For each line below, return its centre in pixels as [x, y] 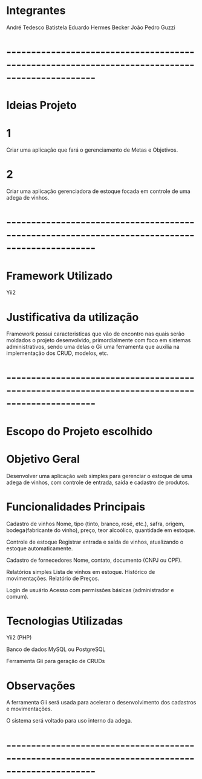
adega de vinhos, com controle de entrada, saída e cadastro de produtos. [98, 482]
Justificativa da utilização [73, 317]
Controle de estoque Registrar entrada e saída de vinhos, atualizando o [95, 542]
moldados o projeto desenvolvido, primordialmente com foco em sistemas [99, 340]
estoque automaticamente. [40, 548]
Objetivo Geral [43, 459]
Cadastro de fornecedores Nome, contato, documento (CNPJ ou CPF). [94, 560]
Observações [41, 686]
